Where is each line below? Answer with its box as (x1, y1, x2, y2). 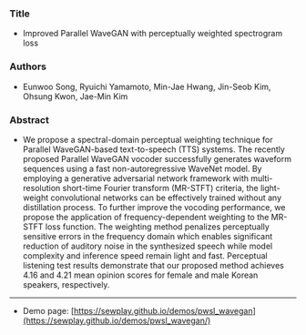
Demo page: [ (22, 305, 75, 316)
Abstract (9, 113, 50, 126)
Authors (9, 60, 47, 73)
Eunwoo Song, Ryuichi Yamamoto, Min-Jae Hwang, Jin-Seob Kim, (22, 81, 271, 92)
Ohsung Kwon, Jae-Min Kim (22, 90, 128, 102)
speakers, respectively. (22, 279, 110, 289)
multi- (250, 172, 273, 184)
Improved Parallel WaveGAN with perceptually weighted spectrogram (22, 28, 283, 39)
